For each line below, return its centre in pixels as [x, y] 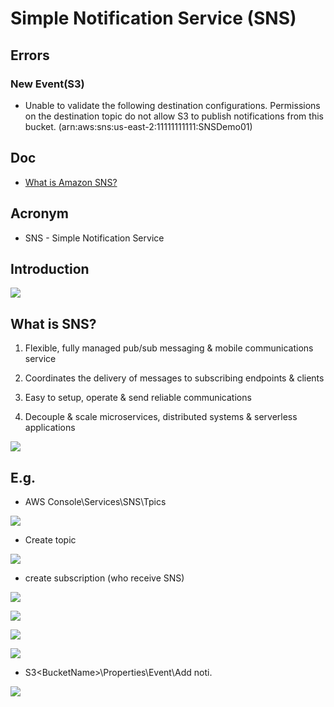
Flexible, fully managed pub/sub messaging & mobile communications [169, 348]
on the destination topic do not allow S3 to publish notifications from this [174, 116]
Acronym [39, 213]
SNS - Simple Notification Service [94, 238]
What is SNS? [53, 323]
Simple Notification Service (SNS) [153, 18]
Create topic [50, 539]
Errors [30, 55]
